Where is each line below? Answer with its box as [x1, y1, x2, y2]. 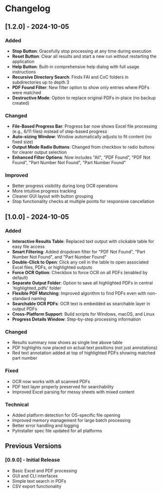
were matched [12, 89, 41, 95]
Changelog [5, 3, 51, 14]
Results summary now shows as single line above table [12, 340, 123, 345]
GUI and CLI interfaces [12, 473, 58, 479]
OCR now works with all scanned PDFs [12, 378, 90, 384]
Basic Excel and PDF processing [12, 468, 77, 473]
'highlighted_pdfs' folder [12, 285, 62, 291]
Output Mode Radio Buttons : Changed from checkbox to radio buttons [12, 144, 155, 150]
